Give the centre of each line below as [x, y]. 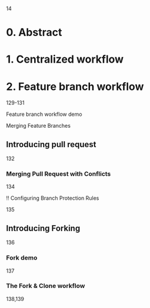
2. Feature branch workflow [75, 87]
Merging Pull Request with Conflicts [59, 174]
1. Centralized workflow [65, 59]
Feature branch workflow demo [44, 114]
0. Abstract [34, 33]
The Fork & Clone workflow [46, 286]
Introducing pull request [51, 144]
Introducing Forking [43, 228]
